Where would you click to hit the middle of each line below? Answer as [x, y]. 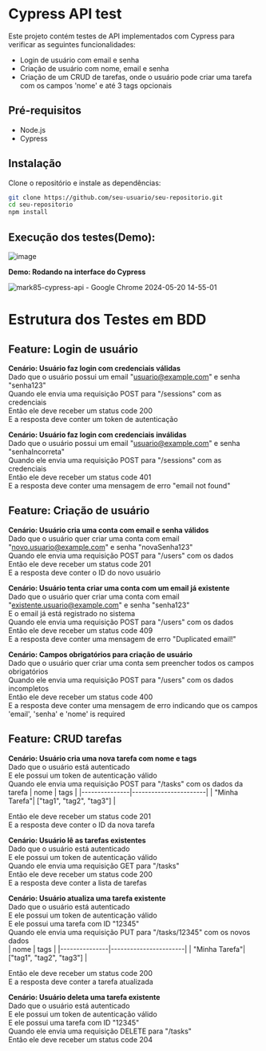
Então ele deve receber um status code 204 [81, 1039]
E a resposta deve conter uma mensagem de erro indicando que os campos [133, 705]
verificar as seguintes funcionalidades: [72, 44]
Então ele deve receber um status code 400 [81, 697]
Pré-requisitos [45, 111]
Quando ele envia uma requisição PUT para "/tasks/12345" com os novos [129, 932]
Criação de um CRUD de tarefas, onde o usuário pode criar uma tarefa [136, 77]
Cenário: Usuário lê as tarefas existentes [77, 840]
